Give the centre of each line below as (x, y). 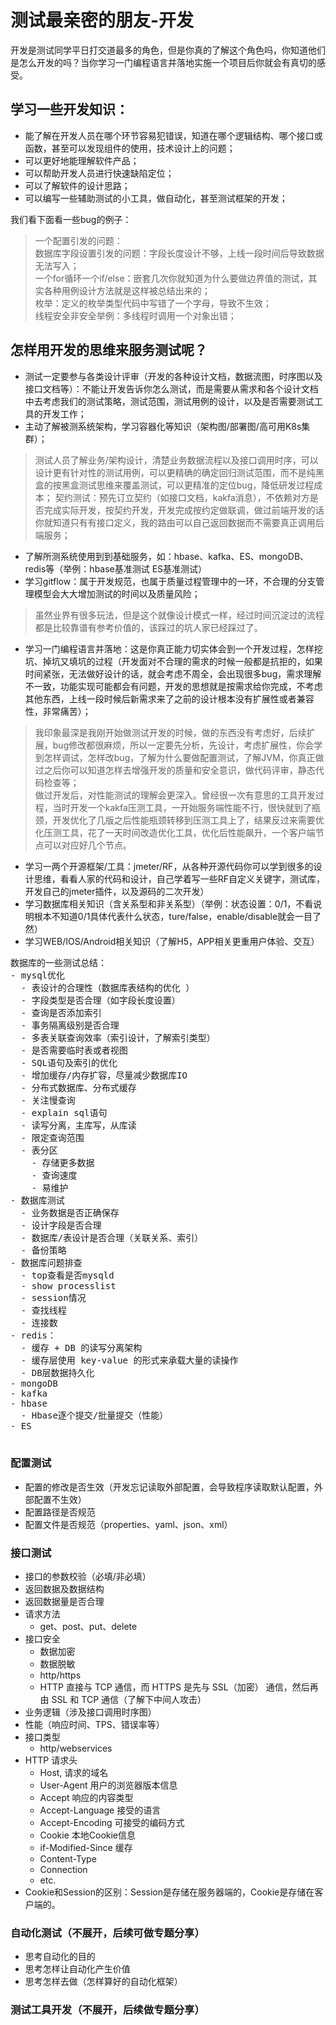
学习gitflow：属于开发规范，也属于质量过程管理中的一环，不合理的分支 (170, 581)
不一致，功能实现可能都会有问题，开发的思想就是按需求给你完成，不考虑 (173, 686)
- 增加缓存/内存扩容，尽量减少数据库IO (104, 1075)
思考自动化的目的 (60, 1957)
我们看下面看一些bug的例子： (71, 219)
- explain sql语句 (64, 1112)
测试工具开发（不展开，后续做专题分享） (107, 2010)
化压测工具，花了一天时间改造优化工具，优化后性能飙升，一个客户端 (175, 832)
